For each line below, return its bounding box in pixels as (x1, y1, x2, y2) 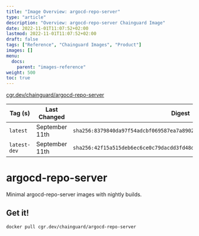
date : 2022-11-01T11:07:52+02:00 (6, 25, 89, 32)
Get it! (6, 208, 30, 218)
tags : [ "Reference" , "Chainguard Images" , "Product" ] (6, 42, 142, 48)
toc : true (6, 75, 31, 81)
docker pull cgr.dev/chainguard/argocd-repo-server (6, 224, 136, 229)
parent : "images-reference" (17, 64, 86, 70)
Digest (171, 109, 190, 118)
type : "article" (6, 14, 46, 20)
